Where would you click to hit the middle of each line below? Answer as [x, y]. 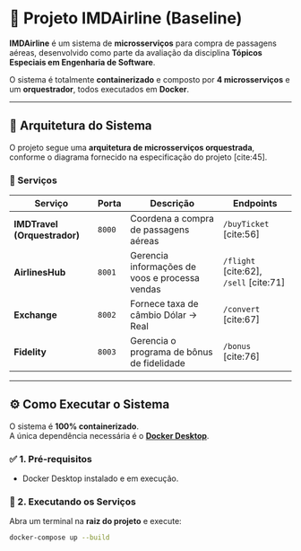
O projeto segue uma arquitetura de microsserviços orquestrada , [132, 147]
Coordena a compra [172, 219]
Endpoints [255, 204]
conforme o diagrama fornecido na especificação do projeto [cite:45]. [138, 157]
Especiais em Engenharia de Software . [82, 62]
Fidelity [30, 352]
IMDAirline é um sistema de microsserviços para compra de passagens [143, 43]
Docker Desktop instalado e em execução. [100, 478]
